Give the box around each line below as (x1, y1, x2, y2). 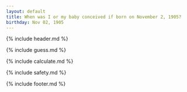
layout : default (6, 8, 46, 15)
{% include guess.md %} (6, 47, 66, 54)
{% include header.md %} (6, 36, 68, 43)
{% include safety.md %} (6, 69, 67, 76)
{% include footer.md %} (6, 80, 66, 87)
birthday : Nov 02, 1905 (6, 19, 64, 25)
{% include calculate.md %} (6, 58, 74, 65)
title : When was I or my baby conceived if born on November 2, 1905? (6, 14, 182, 20)
